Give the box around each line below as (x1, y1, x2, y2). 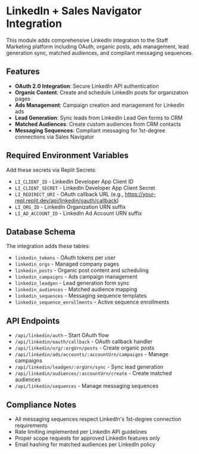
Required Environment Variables (6, 150, 129, 160)
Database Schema (6, 227, 76, 237)
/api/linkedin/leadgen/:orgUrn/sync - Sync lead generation (14, 363, 164, 370)
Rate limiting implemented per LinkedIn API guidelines (14, 428, 147, 435)
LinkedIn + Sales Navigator (6, 4, 142, 18)
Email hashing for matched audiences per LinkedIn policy (14, 441, 156, 448)
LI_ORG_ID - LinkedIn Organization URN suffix (14, 203, 126, 210)
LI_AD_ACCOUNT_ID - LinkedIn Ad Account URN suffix (14, 209, 142, 217)
